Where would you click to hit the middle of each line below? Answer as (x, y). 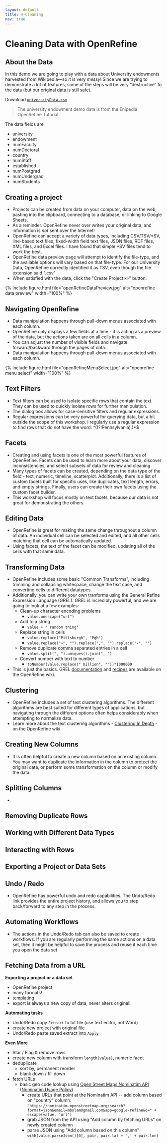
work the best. (27, 252)
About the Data (29, 62)
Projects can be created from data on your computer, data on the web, (84, 210)
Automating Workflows (42, 922)
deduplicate (25, 1063)
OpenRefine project (32, 987)
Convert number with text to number (57, 659)
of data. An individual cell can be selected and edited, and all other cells (86, 536)
